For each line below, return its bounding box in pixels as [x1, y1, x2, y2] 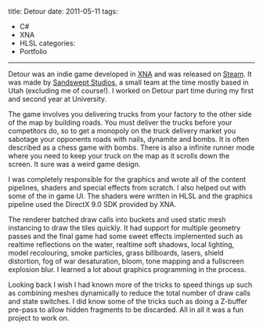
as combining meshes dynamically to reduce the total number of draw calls [8, 288, 250, 297]
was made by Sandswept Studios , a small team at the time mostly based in [8, 78, 249, 87]
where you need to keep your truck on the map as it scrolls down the [8, 151, 230, 160]
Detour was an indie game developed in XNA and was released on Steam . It [8, 70, 252, 78]
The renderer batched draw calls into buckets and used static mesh [8, 215, 226, 224]
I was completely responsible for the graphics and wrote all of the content [8, 175, 247, 183]
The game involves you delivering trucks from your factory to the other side [8, 110, 252, 118]
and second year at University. [8, 94, 107, 103]
